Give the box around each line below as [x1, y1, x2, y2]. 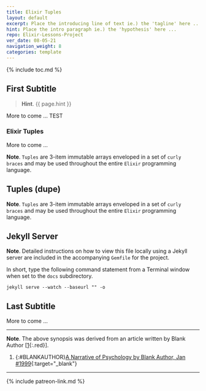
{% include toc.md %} [6, 66, 63, 73]
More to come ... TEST [6, 112, 63, 119]
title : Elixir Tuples [6, 9, 62, 15]
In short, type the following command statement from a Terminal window [6, 266, 190, 274]
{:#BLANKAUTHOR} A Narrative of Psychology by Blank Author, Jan [15, 353, 186, 361]
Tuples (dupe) [6, 184, 61, 194]
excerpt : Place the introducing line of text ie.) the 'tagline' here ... [6, 20, 202, 26]
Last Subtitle [6, 301, 56, 311]
